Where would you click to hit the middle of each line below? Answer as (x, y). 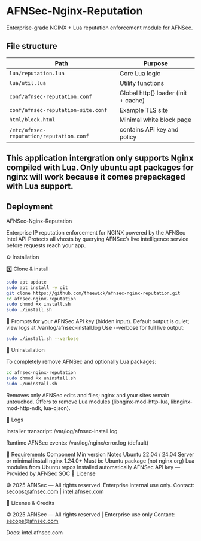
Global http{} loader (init (153, 93)
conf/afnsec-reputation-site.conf (58, 110)
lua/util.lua (28, 83)
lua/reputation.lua (37, 73)
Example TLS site (144, 110)
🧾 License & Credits (31, 503)
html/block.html (32, 120)
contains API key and (149, 129)
